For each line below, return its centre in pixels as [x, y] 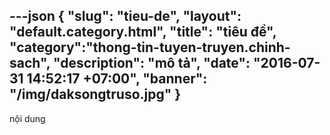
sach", [30, 63]
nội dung [27, 118]
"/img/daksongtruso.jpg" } [95, 94]
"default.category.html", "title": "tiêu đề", [143, 32]
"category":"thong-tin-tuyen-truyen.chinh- [150, 47]
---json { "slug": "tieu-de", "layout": [125, 16]
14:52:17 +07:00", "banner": [117, 79]
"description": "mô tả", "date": [151, 63]
